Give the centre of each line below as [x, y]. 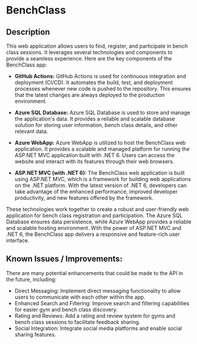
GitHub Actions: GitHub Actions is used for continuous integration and [100, 76]
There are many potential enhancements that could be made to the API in [95, 273]
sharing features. [35, 334]
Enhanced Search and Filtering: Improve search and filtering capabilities [102, 303]
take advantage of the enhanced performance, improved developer [96, 191]
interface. [18, 241]
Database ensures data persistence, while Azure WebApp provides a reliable [99, 222]
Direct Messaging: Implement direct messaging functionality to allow [98, 290]
